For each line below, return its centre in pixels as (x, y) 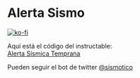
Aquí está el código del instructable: (60, 46)
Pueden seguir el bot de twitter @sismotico (70, 67)
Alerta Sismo (46, 13)
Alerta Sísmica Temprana (44, 53)
